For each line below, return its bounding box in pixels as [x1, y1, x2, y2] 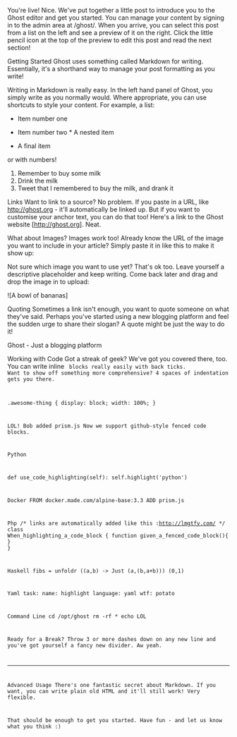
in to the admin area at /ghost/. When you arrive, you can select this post [7, 21, 219, 29]
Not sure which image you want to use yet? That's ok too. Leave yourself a [7, 262, 224, 271]
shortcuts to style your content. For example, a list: [7, 101, 155, 109]
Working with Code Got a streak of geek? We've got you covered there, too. [7, 355, 228, 363]
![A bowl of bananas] [7, 291, 68, 299]
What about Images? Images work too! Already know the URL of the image [7, 234, 224, 242]
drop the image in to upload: [7, 278, 90, 286]
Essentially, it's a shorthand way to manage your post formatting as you [7, 65, 215, 73]
